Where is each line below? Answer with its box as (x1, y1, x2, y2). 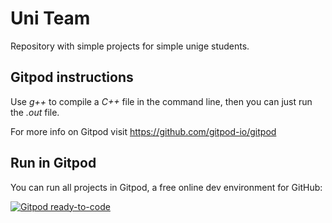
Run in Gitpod (10, 155, 97, 172)
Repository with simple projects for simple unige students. (10, 40, 250, 52)
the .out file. (10, 106, 60, 118)
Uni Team (10, 7, 91, 30)
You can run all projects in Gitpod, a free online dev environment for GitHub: (10, 181, 323, 193)
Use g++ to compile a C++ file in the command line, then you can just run (10, 95, 313, 107)
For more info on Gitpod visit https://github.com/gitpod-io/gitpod (10, 125, 277, 137)
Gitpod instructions (10, 69, 134, 86)
